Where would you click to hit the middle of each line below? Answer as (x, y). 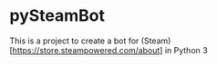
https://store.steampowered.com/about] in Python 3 (110, 50)
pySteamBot (57, 16)
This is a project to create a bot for (74, 41)
